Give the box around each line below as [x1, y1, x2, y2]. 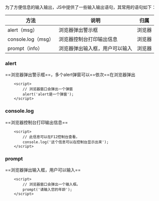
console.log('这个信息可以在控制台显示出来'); [23, 139, 109, 145]
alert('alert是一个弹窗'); [23, 92, 74, 97]
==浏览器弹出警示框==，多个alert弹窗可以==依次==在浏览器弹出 [5, 72, 136, 77]
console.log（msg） [7, 36, 54, 43]
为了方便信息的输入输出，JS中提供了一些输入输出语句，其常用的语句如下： [5, 4, 156, 10]
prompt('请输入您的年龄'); [23, 187, 72, 192]
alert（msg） [7, 26, 38, 33]
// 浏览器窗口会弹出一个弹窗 [23, 87, 73, 92]
